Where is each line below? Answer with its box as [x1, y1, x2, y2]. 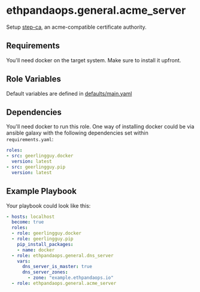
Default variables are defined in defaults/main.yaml [6, 90, 132, 97]
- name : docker [17, 247, 55, 253]
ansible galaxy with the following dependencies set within [6, 129, 149, 136]
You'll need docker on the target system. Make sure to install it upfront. [6, 56, 181, 63]
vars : [17, 258, 31, 264]
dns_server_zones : [22, 269, 68, 275]
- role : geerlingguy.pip [11, 236, 74, 242]
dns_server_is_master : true [22, 264, 93, 270]
